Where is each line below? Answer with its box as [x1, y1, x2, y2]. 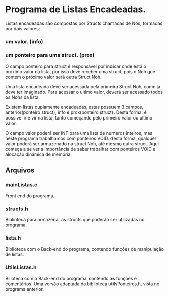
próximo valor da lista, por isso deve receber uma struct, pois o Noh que [5, 69, 155, 75]
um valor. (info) [5, 38, 44, 45]
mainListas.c [5, 181, 38, 188]
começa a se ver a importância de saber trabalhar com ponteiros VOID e [5, 146, 156, 152]
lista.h [5, 234, 21, 242]
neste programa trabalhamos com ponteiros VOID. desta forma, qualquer [5, 135, 157, 142]
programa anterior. [5, 286, 44, 292]
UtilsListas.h [5, 264, 37, 271]
